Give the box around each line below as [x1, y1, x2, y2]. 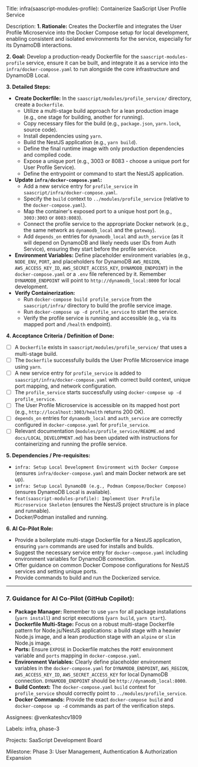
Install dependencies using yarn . [23, 132, 103, 139]
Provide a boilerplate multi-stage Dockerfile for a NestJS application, [14, 537, 182, 544]
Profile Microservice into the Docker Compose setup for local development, [6, 29, 190, 36]
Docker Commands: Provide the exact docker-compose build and [14, 695, 174, 703]
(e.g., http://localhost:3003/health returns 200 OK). [14, 408, 146, 415]
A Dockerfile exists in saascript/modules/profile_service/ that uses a [14, 344, 187, 350]
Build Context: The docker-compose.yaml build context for [14, 683, 156, 690]
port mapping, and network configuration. [14, 382, 117, 389]
